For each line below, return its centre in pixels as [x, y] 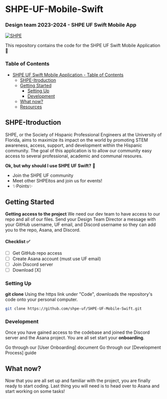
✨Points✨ [22, 186]
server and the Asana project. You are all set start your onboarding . [75, 338]
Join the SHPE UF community [43, 175]
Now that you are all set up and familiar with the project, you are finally [78, 381]
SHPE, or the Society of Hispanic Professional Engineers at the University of [83, 134]
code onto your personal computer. [41, 300]
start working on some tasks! [35, 391]
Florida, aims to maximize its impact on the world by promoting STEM [77, 140]
